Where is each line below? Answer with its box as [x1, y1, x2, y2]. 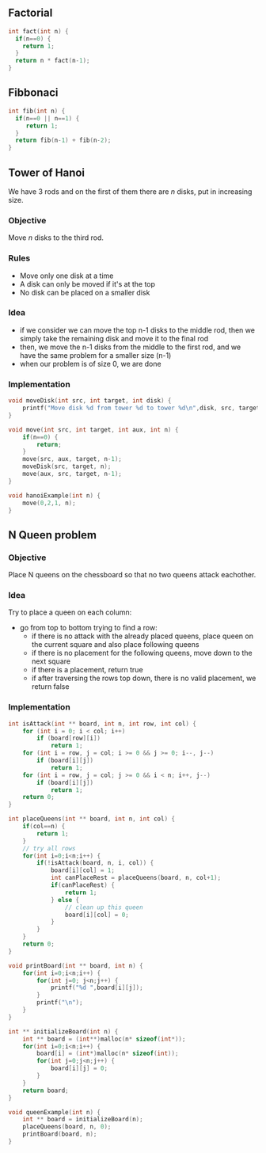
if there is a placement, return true [31, 665, 144, 675]
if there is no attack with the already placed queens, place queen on [31, 631, 253, 641]
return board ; [22, 1086, 69, 1094]
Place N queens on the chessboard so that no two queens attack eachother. [8, 570, 256, 580]
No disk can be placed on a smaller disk [19, 287, 150, 297]
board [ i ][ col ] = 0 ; [64, 911, 129, 919]
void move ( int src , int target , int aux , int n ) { [8, 425, 179, 434]
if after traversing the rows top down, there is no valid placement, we [31, 673, 256, 683]
